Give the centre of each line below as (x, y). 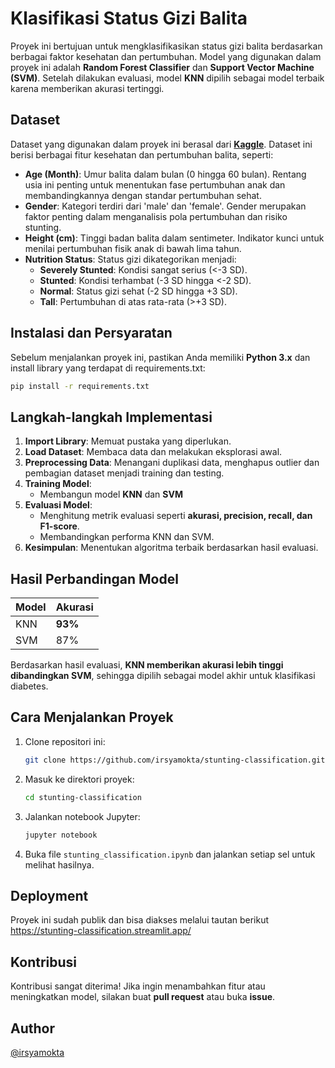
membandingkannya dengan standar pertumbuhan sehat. (143, 195)
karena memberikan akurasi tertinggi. (87, 88)
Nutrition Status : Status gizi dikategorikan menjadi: (130, 259)
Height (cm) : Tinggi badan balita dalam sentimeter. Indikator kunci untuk (174, 238)
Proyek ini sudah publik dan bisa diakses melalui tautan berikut (140, 920)
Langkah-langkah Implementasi (111, 417)
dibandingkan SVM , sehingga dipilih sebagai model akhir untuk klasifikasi (163, 676)
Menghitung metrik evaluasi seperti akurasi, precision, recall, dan (176, 516)
